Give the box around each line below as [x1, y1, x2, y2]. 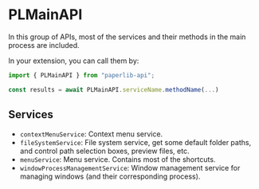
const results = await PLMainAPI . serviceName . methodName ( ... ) [8, 85, 219, 93]
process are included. [8, 40, 80, 49]
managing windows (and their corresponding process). [19, 171, 201, 181]
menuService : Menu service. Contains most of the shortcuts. [19, 154, 216, 164]
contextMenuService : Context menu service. [19, 129, 163, 139]
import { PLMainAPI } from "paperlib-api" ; [8, 71, 155, 79]
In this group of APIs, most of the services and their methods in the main [8, 32, 246, 41]
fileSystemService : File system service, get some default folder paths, [19, 137, 252, 147]
